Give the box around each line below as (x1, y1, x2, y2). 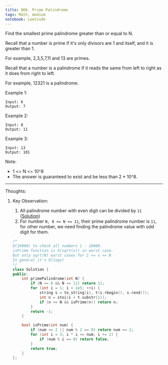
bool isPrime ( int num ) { (21, 323, 73, 328)
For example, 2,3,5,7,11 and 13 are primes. (5, 55, 90, 61)
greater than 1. (5, 46, 35, 52)
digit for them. (19, 229, 49, 235)
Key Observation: (12, 198, 48, 204)
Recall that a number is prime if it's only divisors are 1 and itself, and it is (5, 40, 153, 46)
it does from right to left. (5, 70, 55, 76)
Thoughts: (5, 188, 26, 194)
